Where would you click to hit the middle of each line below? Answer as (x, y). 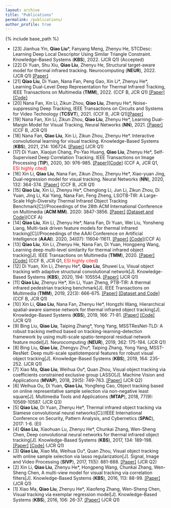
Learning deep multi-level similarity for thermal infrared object (78, 250)
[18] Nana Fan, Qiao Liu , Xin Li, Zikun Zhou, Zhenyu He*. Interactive (83, 136)
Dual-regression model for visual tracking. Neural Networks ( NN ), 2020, (88, 179)
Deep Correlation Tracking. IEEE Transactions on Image (96, 158)
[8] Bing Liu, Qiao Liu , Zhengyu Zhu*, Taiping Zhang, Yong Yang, (80, 348)
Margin (20, 125)
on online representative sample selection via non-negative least (81, 391)
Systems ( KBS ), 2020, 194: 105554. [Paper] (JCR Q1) (83, 277)
